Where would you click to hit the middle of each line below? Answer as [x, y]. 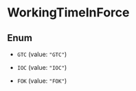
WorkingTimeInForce [68, 13]
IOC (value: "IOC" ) [42, 67]
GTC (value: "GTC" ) [42, 54]
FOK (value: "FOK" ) [42, 81]
